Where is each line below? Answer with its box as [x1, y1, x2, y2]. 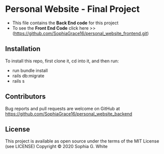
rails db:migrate [12, 73, 45, 79]
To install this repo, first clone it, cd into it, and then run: [5, 58, 119, 64]
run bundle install [12, 67, 48, 73]
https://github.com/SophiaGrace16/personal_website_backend [5, 110, 132, 117]
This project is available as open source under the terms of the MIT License [5, 138, 160, 144]
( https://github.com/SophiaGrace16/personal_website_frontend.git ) [12, 30, 149, 36]
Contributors [5, 93, 46, 101]
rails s [12, 78, 25, 84]
